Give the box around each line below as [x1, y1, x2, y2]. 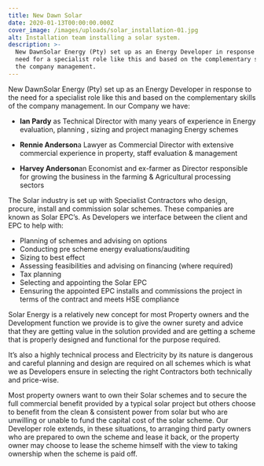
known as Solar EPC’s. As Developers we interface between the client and [8, 212, 247, 221]
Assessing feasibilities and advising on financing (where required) [19, 261, 233, 270]
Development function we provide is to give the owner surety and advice [8, 318, 244, 327]
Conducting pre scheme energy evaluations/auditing [19, 244, 190, 253]
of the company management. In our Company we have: [8, 101, 191, 110]
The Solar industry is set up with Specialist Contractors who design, [8, 195, 228, 205]
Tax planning [19, 269, 61, 279]
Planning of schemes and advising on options [19, 235, 167, 245]
